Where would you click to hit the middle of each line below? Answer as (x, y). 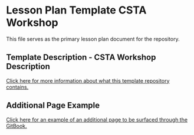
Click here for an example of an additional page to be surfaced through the (97, 119)
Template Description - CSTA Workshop (81, 57)
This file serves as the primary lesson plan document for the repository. (93, 39)
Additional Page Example (53, 105)
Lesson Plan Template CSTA (76, 10)
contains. (17, 87)
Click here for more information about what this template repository (88, 80)
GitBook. (17, 126)
